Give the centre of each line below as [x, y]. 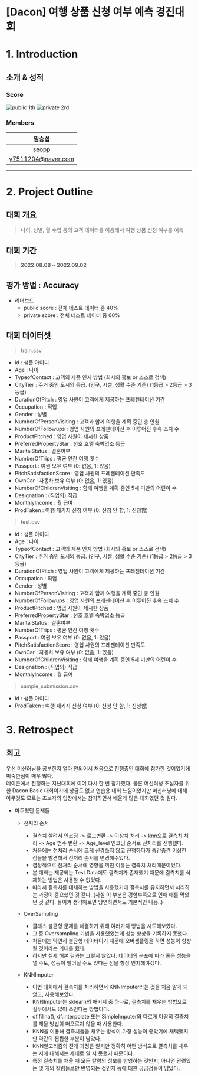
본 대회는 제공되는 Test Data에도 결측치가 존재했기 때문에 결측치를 [108, 872]
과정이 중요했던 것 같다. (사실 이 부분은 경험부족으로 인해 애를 [108, 895]
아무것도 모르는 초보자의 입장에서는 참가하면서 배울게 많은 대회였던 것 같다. [92, 798]
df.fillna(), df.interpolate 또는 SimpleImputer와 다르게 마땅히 [103, 1016]
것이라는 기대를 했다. [62, 948]
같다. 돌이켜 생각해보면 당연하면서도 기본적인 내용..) [104, 902]
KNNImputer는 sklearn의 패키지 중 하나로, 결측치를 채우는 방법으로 [110, 1001]
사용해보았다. [60, 994]
